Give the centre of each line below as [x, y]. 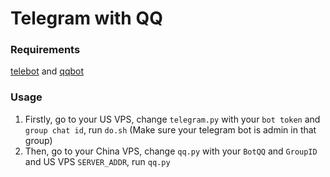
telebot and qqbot [47, 71]
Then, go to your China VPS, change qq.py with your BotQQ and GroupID [171, 151]
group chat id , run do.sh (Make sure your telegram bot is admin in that [170, 129]
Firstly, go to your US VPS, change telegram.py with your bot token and [172, 119]
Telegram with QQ [86, 18]
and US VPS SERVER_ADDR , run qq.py [97, 161]
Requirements [45, 50]
